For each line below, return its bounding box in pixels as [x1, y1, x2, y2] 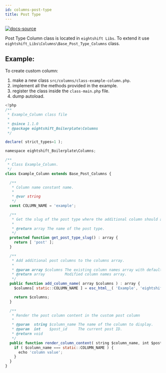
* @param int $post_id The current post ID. [11, 327, 123, 332]
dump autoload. [12, 93, 44, 99]
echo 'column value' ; [18, 350, 63, 355]
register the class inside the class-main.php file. [12, 88, 110, 94]
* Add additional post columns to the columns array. [11, 258, 125, 263]
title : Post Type [5, 12, 41, 17]
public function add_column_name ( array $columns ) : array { [9, 281, 140, 286]
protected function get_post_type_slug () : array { [9, 235, 119, 241]
